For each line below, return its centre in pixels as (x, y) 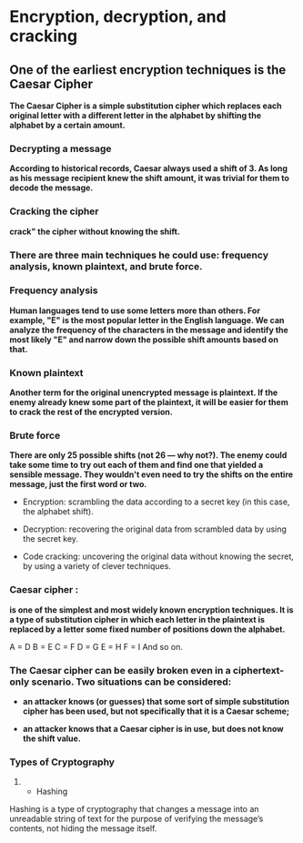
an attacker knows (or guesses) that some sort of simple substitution (156, 701)
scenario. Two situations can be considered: (131, 682)
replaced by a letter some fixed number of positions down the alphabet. (147, 629)
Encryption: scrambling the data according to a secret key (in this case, (156, 502)
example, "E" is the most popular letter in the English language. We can (147, 320)
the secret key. (50, 539)
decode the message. (51, 188)
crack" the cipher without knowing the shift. (95, 231)
